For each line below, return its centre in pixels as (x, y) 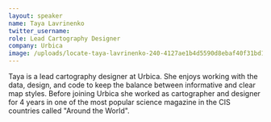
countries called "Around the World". (69, 111)
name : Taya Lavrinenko (46, 23)
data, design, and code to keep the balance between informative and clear (132, 85)
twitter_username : (39, 31)
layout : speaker (35, 16)
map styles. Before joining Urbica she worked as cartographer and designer (134, 93)
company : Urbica (35, 46)
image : (19, 53)
